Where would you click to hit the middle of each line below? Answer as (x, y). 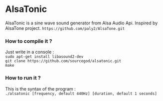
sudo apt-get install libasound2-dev (44, 57)
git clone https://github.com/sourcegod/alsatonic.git (63, 61)
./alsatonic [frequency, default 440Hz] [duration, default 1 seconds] (81, 94)
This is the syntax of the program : (40, 89)
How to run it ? (23, 78)
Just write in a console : (30, 52)
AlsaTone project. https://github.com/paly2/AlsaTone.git (65, 28)
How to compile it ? (29, 41)
